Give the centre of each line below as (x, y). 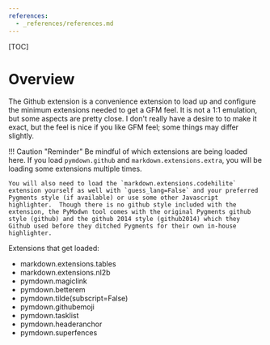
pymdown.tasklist (49, 316)
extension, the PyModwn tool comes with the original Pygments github (130, 212)
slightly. (21, 136)
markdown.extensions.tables (68, 264)
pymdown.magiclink (53, 281)
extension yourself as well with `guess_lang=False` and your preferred (133, 191)
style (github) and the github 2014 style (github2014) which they (124, 219)
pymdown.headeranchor (61, 324)
